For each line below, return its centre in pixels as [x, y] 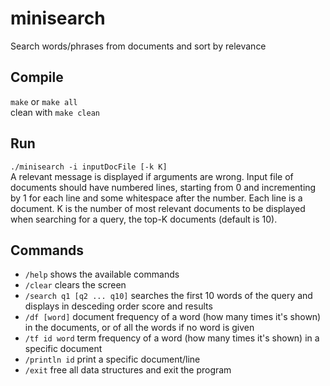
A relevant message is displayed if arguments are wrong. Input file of [152, 176]
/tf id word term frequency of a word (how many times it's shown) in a [172, 338]
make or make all [44, 101]
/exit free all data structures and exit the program [128, 370]
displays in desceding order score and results [118, 306]
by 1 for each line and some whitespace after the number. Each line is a [156, 198]
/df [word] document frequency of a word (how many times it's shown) [173, 317]
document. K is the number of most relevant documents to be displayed [158, 208]
